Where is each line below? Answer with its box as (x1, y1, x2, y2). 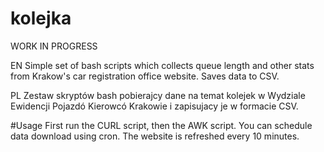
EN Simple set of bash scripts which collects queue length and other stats (10, 59, 315, 71)
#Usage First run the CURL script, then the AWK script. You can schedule (10, 119, 313, 131)
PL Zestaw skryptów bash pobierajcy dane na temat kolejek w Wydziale (10, 89, 306, 101)
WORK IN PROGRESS (10, 40, 98, 52)
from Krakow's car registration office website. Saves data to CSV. (10, 70, 280, 82)
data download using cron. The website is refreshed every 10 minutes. (10, 130, 300, 142)
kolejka (10, 7, 72, 30)
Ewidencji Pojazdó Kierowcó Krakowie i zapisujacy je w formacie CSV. (10, 100, 299, 112)
